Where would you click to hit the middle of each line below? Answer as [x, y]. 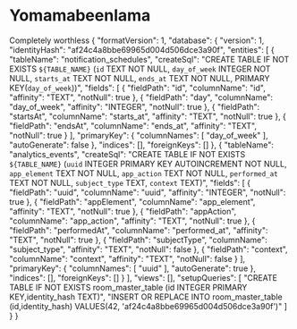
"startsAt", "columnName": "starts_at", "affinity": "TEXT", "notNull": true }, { [148, 116]
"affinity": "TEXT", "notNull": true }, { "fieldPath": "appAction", [123, 211]
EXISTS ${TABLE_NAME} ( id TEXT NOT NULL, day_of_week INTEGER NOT [140, 69]
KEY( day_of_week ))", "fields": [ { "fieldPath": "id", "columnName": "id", [137, 88]
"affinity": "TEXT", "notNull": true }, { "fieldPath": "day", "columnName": [141, 97]
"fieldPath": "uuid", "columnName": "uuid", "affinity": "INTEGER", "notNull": [148, 192]
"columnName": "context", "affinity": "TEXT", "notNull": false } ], [127, 258]
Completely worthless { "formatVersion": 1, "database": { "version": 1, [137, 40]
